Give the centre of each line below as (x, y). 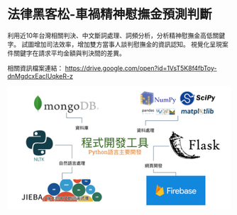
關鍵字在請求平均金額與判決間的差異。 (69, 53)
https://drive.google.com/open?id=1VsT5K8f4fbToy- (141, 68)
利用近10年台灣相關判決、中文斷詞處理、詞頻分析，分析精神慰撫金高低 (110, 35)
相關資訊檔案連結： (35, 68)
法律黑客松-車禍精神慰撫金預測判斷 (110, 14)
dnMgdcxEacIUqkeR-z (40, 76)
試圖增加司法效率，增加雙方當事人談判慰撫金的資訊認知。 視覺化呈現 (121, 44)
